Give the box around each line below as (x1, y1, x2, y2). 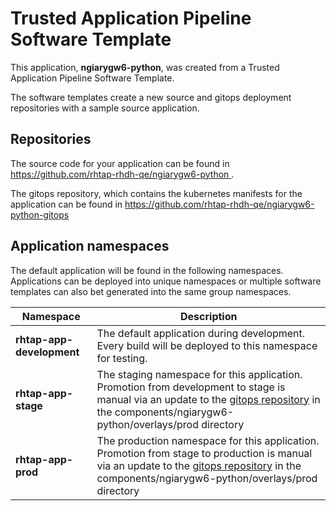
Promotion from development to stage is (96, 380, 286, 394)
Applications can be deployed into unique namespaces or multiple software (10, 275, 322, 287)
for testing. (96, 351, 148, 365)
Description (180, 309, 238, 323)
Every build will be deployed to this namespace (96, 338, 318, 352)
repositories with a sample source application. (10, 102, 200, 114)
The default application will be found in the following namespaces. (10, 264, 284, 276)
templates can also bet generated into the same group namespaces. (10, 285, 292, 297)
